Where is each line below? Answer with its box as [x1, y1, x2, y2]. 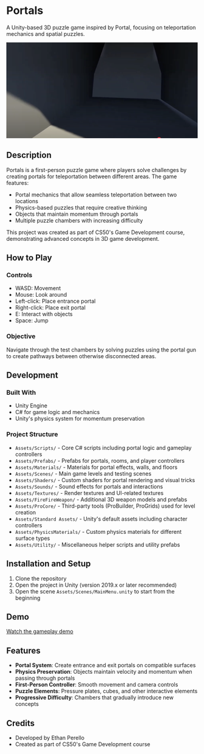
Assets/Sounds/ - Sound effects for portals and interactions [15, 483, 163, 490]
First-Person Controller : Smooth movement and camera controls [15, 681, 178, 688]
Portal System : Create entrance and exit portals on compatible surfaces [15, 662, 196, 669]
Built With [6, 389, 36, 397]
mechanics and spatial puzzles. [6, 30, 85, 37]
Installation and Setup [6, 559, 91, 569]
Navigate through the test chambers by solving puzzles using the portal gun [6, 346, 196, 353]
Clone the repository [15, 575, 67, 582]
